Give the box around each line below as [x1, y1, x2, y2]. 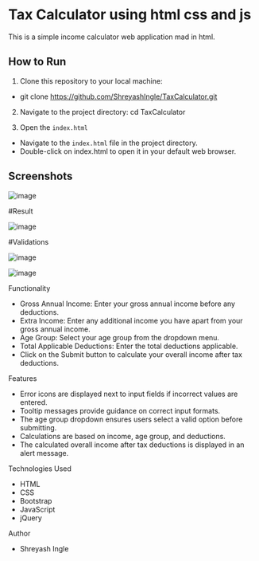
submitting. [19, 422, 57, 432]
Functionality [8, 283, 51, 292]
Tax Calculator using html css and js [8, 6, 252, 24]
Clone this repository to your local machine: [19, 76, 163, 85]
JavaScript [19, 504, 56, 514]
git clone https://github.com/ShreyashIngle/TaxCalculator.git [19, 92, 218, 101]
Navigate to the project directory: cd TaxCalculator [19, 107, 186, 116]
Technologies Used [8, 464, 72, 473]
